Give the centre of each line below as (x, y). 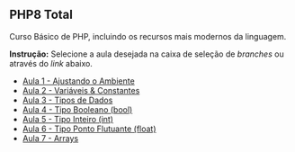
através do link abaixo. (51, 63)
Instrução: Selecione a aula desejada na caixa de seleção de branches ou (147, 54)
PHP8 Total (41, 15)
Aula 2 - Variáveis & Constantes (81, 90)
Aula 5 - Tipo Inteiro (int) (68, 119)
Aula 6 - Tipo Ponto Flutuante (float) (89, 129)
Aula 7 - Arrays (50, 138)
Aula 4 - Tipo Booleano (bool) (77, 109)
